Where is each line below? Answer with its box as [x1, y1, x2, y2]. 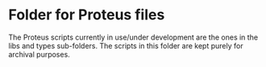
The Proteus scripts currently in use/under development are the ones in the [8, 32, 259, 42]
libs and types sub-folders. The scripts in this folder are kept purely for [8, 40, 243, 50]
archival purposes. [8, 49, 70, 59]
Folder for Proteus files [8, 6, 165, 24]
